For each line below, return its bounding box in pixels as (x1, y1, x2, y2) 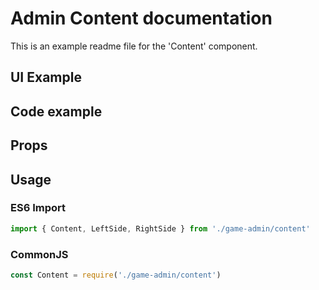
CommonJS (10, 247, 69, 261)
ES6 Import (10, 201, 66, 215)
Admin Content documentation (10, 7, 273, 30)
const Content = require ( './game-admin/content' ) (10, 270, 222, 280)
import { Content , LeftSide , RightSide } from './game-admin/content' (10, 223, 311, 234)
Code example (10, 103, 103, 120)
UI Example (10, 69, 82, 86)
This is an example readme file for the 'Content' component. (10, 40, 258, 52)
